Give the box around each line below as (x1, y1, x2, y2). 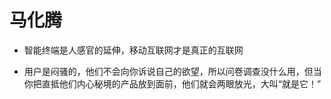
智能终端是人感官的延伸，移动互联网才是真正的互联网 (23, 44, 244, 56)
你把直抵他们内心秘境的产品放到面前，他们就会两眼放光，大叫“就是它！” (23, 77, 322, 90)
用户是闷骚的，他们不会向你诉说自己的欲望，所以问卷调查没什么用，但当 (23, 65, 322, 77)
